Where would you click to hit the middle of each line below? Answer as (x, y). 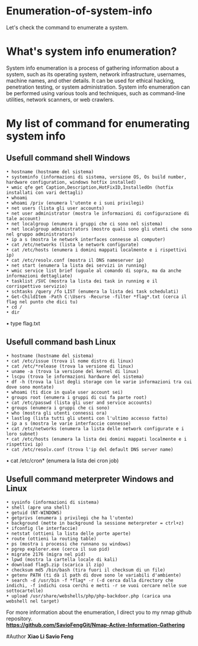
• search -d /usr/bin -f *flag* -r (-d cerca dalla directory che (90, 580)
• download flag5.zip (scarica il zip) (55, 565)
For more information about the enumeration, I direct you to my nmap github (99, 612)
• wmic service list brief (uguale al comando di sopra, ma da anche (94, 271)
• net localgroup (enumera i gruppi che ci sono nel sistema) (84, 224)
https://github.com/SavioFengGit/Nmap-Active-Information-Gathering (95, 625)
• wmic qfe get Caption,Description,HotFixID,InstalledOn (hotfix (90, 187)
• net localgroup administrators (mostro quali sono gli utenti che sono (99, 229)
